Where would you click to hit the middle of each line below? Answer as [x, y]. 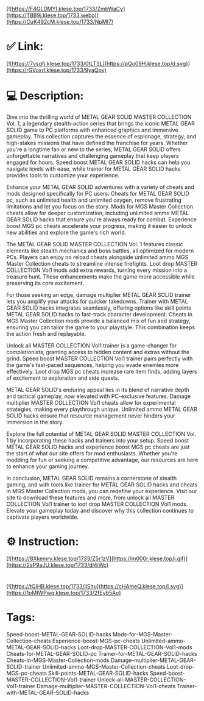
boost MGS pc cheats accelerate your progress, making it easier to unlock [100, 226]
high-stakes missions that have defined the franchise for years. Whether [97, 143]
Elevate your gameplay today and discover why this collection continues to [100, 510]
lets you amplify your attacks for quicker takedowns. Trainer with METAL [97, 301]
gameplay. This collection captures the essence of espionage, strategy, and [101, 136]
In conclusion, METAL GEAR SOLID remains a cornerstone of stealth [92, 478]
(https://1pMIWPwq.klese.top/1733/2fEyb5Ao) [64, 593]
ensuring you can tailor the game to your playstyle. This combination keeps [101, 327]
